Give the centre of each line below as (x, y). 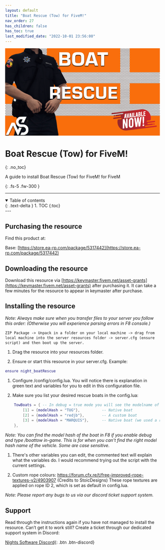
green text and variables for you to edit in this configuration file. (77, 386)
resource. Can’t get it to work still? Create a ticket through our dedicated (78, 527)
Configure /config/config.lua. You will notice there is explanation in (80, 380)
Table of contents (27, 200)
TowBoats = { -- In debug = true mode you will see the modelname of (87, 405)
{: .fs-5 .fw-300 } (23, 186)
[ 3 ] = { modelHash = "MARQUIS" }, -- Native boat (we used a (90, 421)
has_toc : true (20, 31)
